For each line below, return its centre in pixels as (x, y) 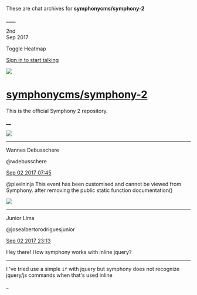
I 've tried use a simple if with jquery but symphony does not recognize (93, 269)
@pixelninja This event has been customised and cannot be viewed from (94, 184)
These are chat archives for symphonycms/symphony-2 (75, 8)
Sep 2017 (17, 37)
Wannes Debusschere (33, 150)
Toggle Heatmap (26, 49)
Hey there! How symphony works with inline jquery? (69, 252)
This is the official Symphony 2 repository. (57, 111)
